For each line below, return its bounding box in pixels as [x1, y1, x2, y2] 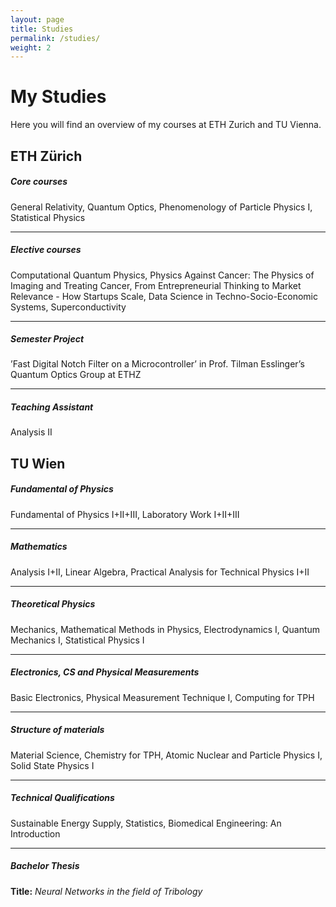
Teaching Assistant [10, 401, 94, 413]
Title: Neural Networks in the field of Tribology [10, 885, 203, 897]
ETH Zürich [10, 147, 83, 165]
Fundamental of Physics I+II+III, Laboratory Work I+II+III [10, 508, 240, 520]
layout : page [10, 14, 65, 25]
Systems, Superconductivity [10, 301, 127, 313]
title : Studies [10, 24, 74, 34]
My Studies [10, 86, 107, 108]
